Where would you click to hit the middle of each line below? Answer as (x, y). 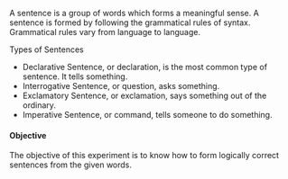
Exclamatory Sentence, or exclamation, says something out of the (144, 95)
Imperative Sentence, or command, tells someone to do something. (147, 115)
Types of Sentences (46, 49)
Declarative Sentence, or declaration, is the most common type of (145, 67)
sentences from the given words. (71, 165)
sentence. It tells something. (75, 76)
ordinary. (39, 105)
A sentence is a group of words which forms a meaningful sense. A (134, 13)
